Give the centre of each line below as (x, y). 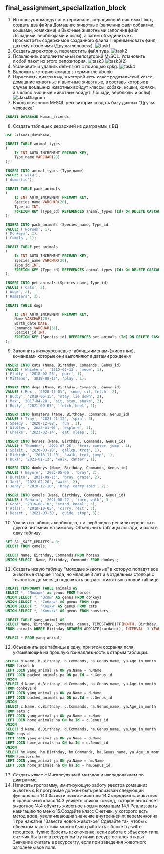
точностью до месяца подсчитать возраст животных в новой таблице (85, 579)
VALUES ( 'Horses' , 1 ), (28, 229)
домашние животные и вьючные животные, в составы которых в (81, 82)
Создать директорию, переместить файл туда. (61, 51)
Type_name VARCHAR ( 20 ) (37, 157)
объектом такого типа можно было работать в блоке (68, 827)
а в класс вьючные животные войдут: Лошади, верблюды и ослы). (82, 92)
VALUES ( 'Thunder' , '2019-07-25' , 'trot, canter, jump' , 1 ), (69, 446)
